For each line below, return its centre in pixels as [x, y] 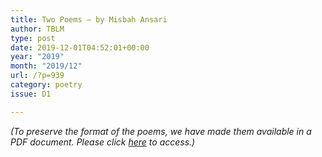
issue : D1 [31, 94]
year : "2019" [37, 57]
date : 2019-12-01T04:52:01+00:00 [80, 47]
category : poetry [46, 85]
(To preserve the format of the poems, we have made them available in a [161, 131]
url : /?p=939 [37, 76]
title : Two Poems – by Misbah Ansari [89, 19]
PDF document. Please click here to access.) [103, 142]
